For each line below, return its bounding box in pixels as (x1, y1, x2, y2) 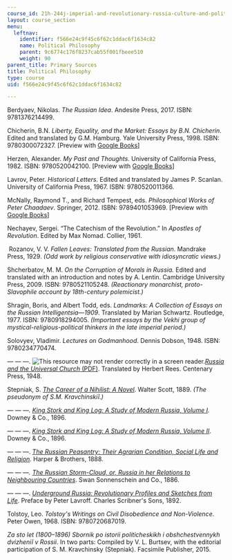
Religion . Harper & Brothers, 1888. (7, 455, 104, 463)
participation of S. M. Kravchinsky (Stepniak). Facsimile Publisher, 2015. (7, 545, 211, 554)
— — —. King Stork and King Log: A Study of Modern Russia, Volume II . (7, 427, 212, 436)
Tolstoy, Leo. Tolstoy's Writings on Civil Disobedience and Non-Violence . (7, 510, 215, 519)
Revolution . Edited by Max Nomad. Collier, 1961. (7, 232, 143, 240)
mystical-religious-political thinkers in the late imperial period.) (7, 323, 186, 332)
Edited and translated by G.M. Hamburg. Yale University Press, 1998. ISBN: (7, 134, 220, 142)
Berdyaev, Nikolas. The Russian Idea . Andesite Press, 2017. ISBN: (7, 106, 193, 114)
